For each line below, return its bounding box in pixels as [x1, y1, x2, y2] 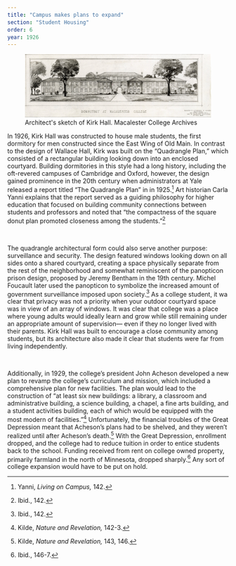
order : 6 [7, 26, 33, 33]
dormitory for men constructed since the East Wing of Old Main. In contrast [7, 139, 225, 148]
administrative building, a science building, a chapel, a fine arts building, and [7, 399, 229, 408]
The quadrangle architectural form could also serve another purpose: [7, 243, 208, 252]
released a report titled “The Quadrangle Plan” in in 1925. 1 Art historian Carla [7, 184, 228, 193]
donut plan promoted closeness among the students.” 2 [7, 215, 166, 225]
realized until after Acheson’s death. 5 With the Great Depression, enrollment [7, 430, 227, 439]
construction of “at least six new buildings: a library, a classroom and [7, 392, 207, 400]
